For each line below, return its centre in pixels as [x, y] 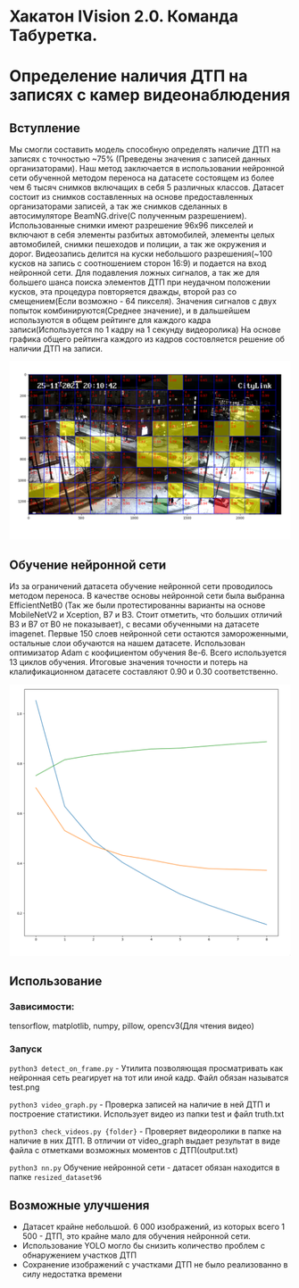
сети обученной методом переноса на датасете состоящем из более [142, 178]
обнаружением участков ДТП [79, 1255]
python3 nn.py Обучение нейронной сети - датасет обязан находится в [145, 1168]
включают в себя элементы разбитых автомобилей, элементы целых [142, 235]
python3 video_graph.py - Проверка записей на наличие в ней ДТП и [140, 1105]
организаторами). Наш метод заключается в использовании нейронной [147, 169]
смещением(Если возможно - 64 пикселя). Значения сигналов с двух [143, 302]
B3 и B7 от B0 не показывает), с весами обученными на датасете [135, 624]
